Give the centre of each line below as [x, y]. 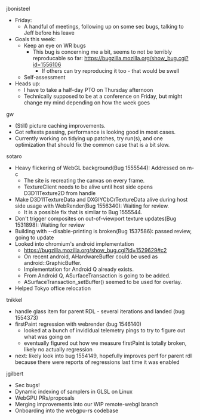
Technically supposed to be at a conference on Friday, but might [103, 96]
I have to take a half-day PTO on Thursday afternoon [88, 90]
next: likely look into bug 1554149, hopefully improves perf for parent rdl [103, 356]
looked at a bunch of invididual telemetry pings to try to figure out [104, 330]
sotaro [14, 156]
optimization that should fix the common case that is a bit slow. [92, 145]
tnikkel [14, 300]
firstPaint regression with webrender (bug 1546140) [78, 324]
